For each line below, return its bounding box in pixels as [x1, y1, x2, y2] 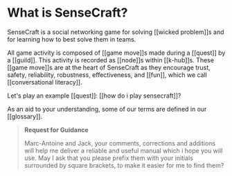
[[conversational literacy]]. [7, 78, 82, 86]
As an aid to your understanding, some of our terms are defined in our [7, 105, 207, 113]
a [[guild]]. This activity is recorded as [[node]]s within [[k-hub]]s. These [7, 55, 215, 64]
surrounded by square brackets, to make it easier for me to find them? [24, 161, 224, 169]
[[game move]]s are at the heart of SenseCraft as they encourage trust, [7, 63, 211, 71]
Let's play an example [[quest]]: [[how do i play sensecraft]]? [7, 91, 181, 100]
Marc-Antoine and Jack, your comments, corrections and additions [24, 139, 216, 147]
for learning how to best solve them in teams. [7, 35, 136, 43]
